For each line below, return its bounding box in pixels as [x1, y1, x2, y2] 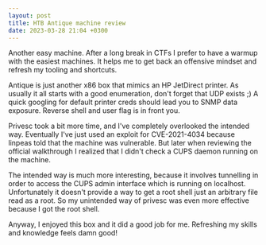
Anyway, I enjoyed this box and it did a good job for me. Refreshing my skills [8, 220, 258, 229]
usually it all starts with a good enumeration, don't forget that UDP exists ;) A [8, 89, 259, 99]
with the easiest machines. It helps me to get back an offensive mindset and [8, 56, 257, 66]
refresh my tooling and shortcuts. [8, 65, 118, 75]
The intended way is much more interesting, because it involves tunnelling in [8, 170, 259, 180]
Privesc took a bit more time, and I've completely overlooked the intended [8, 121, 250, 131]
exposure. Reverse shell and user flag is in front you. [8, 106, 180, 115]
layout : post [8, 11, 52, 20]
